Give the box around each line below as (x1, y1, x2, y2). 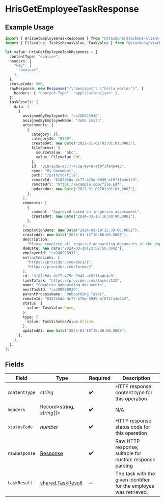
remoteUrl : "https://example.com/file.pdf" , (31, 182, 124, 187)
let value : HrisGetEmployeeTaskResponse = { (5, 49, 98, 55)
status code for (115, 424, 151, 431)
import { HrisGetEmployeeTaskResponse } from (5, 36, 100, 41)
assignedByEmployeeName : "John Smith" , (23, 118, 105, 123)
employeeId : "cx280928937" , (23, 251, 80, 256)
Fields (5, 360, 25, 368)
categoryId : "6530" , (31, 136, 74, 141)
